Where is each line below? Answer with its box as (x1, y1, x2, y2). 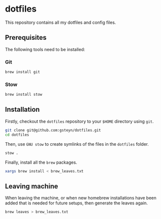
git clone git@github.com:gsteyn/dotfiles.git (5, 128, 101, 133)
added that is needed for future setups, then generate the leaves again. (5, 200, 148, 206)
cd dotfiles (5, 132, 29, 137)
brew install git (5, 69, 40, 75)
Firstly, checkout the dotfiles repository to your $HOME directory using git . (5, 118, 154, 124)
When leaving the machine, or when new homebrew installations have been (5, 195, 157, 201)
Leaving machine (5, 182, 58, 190)
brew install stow (5, 92, 42, 97)
